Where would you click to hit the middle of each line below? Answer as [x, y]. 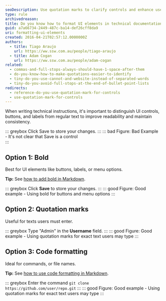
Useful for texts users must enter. [39, 221]
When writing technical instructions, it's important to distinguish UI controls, [82, 111]
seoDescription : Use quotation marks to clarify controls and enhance [79, 10]
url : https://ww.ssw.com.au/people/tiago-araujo [65, 51]
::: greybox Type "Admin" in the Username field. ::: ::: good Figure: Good [79, 231]
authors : [14, 42]
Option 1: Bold [27, 157]
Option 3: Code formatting [46, 252]
